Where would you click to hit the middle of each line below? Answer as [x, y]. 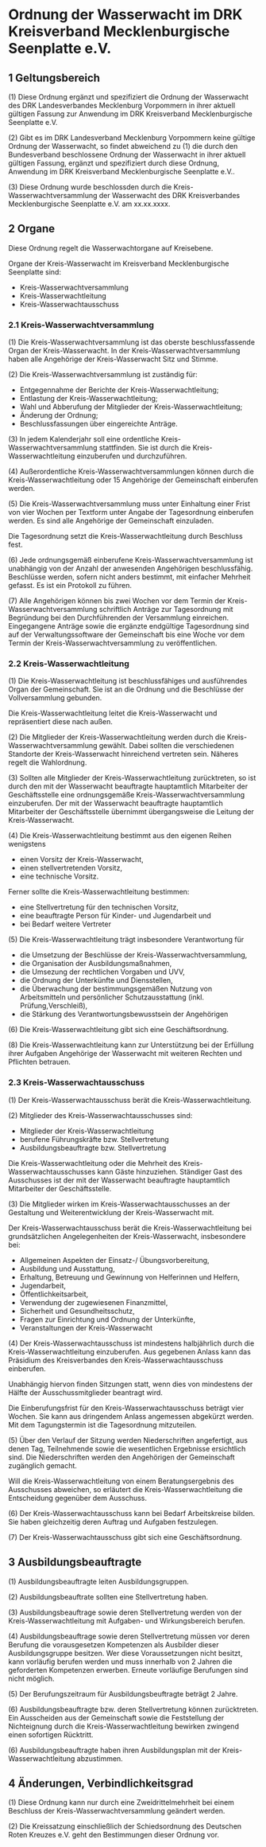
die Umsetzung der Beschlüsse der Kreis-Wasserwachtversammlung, [133, 955]
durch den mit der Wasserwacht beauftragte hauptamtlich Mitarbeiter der [128, 786]
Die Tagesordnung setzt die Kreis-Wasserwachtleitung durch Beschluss [126, 536]
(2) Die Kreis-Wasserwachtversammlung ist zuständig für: [103, 375]
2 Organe [32, 229]
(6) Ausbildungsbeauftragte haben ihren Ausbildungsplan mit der [114, 1750]
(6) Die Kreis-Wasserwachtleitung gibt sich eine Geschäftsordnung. [118, 1030]
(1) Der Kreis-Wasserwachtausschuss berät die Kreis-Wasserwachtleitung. [130, 1100]
